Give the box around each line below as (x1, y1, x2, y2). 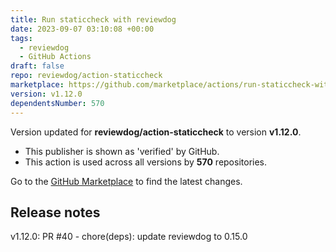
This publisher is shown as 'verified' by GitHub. (24, 145, 220, 157)
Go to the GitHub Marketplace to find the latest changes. (10, 175, 243, 187)
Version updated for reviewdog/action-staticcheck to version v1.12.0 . (10, 126, 302, 138)
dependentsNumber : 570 (10, 98, 105, 108)
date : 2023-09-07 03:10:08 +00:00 (10, 24, 155, 34)
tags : (10, 33, 33, 43)
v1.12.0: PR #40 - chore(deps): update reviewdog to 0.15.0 (10, 231, 248, 243)
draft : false (10, 61, 65, 71)
